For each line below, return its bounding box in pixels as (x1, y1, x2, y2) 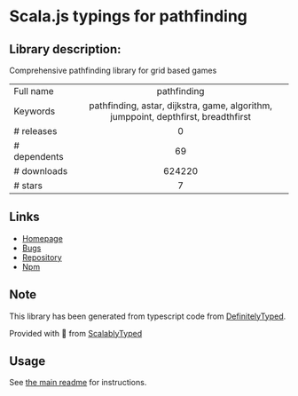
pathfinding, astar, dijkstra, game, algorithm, (88, 99, 273, 112)
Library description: (9, 42, 122, 57)
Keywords (13, 105, 56, 117)
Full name (13, 85, 55, 97)
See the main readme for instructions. (9, 377, 147, 388)
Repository (21, 251, 62, 263)
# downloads (13, 165, 68, 177)
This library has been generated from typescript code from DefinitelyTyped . (9, 311, 286, 321)
